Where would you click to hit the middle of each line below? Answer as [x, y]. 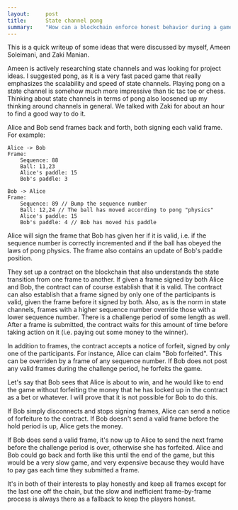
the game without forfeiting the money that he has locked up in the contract [118, 390]
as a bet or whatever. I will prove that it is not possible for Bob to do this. [113, 397]
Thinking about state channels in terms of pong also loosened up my [107, 99]
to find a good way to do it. [47, 113]
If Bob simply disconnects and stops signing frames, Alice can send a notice [119, 411]
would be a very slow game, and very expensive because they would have [116, 462]
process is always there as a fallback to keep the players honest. [102, 499]
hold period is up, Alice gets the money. [65, 426]
